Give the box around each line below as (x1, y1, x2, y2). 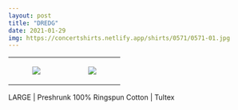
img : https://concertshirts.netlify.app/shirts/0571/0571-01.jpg (8, 33, 230, 42)
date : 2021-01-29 (8, 26, 66, 34)
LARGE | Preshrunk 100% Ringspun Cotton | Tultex (8, 92, 175, 102)
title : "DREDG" (8, 19, 59, 27)
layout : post (8, 11, 52, 20)
